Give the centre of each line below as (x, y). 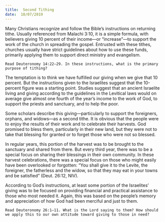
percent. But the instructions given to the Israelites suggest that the (74, 83)
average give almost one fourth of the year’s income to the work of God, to (81, 98)
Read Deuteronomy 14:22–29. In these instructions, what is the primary (82, 64)
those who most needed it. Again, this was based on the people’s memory (81, 196)
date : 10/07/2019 (24, 14)
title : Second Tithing (30, 10)
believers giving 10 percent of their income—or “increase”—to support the (81, 39)
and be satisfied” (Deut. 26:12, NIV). (42, 175)
